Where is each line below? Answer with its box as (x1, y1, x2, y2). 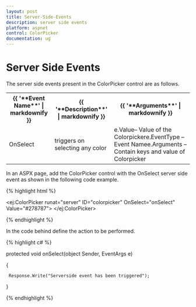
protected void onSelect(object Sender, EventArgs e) (6, 250, 133, 257)
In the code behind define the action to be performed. (6, 227, 135, 234)
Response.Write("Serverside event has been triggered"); (8, 272, 150, 278)
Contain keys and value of (114, 147, 185, 156)
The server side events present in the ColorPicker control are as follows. (6, 80, 180, 87)
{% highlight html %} (6, 187, 57, 194)
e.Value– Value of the (114, 125, 172, 133)
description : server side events (6, 19, 87, 25)
